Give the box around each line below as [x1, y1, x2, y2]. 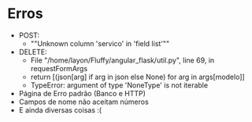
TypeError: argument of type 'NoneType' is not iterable [30, 80, 209, 90]
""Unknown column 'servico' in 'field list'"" [30, 38, 170, 48]
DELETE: [18, 47, 48, 56]
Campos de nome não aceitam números [18, 97, 149, 106]
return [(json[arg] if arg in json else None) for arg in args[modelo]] [30, 72, 245, 81]
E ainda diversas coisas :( [18, 105, 102, 114]
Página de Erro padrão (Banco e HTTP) [18, 88, 146, 98]
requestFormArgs [30, 63, 88, 73]
